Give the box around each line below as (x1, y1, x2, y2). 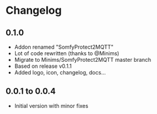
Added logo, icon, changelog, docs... (14, 69, 106, 76)
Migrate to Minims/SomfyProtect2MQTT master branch (14, 56, 152, 63)
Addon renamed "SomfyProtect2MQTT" (14, 43, 114, 50)
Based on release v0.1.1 (14, 62, 72, 70)
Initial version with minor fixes (14, 102, 88, 109)
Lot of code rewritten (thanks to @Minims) (14, 50, 120, 57)
